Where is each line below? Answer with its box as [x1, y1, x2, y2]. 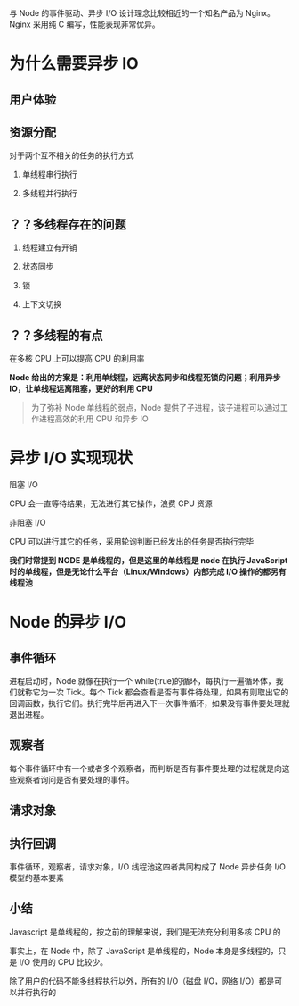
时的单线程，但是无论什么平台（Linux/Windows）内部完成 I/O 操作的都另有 [9, 566, 287, 577]
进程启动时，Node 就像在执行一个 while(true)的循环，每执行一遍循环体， [9, 675, 276, 686]
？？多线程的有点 [9, 328, 103, 343]
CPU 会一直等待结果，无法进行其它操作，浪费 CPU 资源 [9, 498, 213, 509]
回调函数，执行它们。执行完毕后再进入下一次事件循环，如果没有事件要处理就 [9, 697, 290, 708]
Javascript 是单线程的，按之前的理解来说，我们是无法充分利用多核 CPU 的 [9, 927, 282, 937]
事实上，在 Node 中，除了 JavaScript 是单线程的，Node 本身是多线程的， [9, 945, 279, 956]
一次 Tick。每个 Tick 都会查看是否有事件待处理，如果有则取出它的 [47, 686, 289, 697]
